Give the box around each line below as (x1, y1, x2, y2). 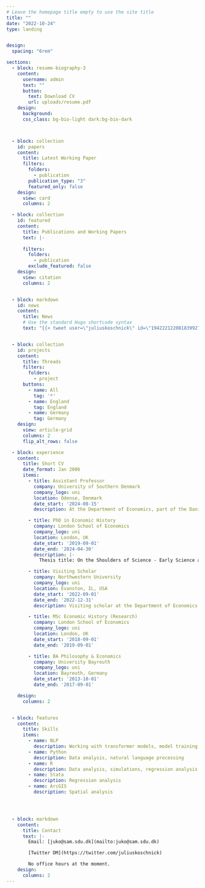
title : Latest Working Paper (22, 155, 97, 161)
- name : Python (28, 749, 67, 755)
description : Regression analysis (33, 778, 121, 784)
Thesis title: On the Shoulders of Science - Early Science (38, 557, 195, 564)
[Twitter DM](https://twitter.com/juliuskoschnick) (28, 850, 163, 856)
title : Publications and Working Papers (22, 229, 127, 235)
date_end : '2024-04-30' (33, 546, 95, 552)
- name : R (28, 761, 53, 767)
